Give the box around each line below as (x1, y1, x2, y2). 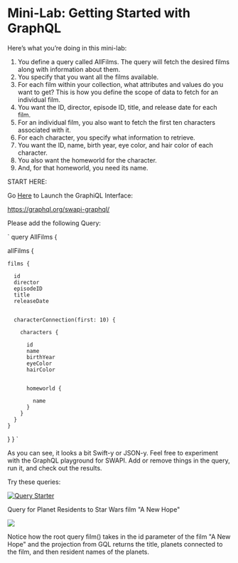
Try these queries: (7, 477, 61, 486)
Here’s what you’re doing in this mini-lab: (7, 43, 127, 52)
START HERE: (7, 177, 48, 186)
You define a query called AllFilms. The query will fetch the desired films (17, 57, 229, 66)
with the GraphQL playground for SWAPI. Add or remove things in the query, (7, 456, 230, 465)
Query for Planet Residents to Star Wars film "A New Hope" (7, 505, 180, 514)
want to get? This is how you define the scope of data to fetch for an (17, 88, 219, 96)
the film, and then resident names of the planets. (7, 547, 150, 556)
